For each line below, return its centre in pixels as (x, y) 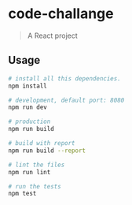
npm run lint (29, 172)
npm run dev (27, 107)
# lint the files (37, 165)
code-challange (61, 14)
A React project (53, 35)
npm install (27, 86)
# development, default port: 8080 (66, 100)
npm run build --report (47, 151)
